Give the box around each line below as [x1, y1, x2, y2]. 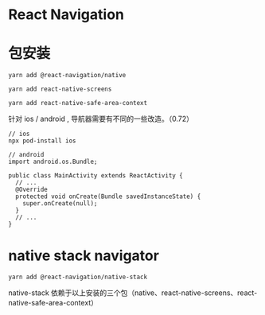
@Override [15, 185, 48, 194]
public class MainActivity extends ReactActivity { [8, 172, 183, 180]
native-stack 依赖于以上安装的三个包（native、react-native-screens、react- [8, 288, 258, 297]
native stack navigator [8, 247, 159, 265]
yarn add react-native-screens [8, 85, 112, 93]
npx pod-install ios [8, 137, 77, 145]
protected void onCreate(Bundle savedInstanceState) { [15, 192, 201, 200]
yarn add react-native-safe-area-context [8, 99, 148, 107]
